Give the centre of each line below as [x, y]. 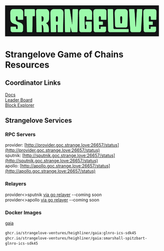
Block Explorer [20, 105]
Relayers [16, 184]
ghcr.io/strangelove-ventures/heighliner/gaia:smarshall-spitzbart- [76, 238]
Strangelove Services [39, 121]
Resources [27, 65]
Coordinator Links [33, 83]
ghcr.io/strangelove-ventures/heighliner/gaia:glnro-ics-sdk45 [71, 233]
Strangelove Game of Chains [64, 54]
